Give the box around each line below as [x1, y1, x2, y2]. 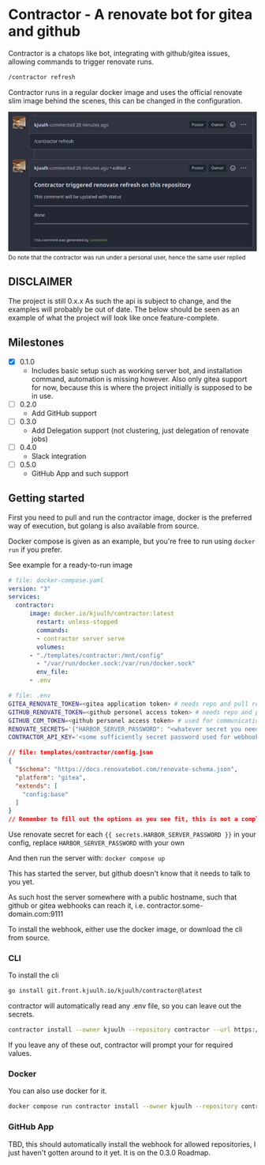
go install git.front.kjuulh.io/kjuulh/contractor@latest [8, 987, 203, 995]
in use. [31, 391, 54, 400]
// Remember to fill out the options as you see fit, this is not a [8, 815, 238, 823]
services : [8, 593, 41, 601]
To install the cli [8, 970, 59, 980]
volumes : [36, 643, 65, 651]
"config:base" [22, 790, 69, 798]
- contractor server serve [36, 634, 125, 642]
